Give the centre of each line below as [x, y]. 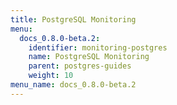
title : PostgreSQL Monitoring [73, 19]
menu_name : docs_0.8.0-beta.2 [73, 85]
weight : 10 [51, 76]
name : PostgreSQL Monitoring [89, 57]
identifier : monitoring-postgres [98, 47]
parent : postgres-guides [80, 66]
